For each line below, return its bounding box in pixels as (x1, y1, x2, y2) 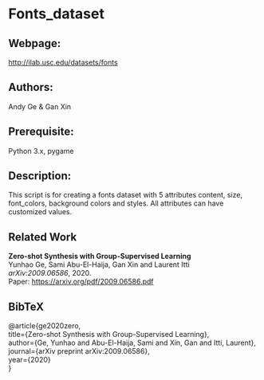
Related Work (8, 230, 77, 244)
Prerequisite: (8, 125, 74, 139)
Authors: (8, 80, 53, 94)
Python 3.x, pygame (8, 146, 74, 155)
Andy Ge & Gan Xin (8, 101, 72, 112)
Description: (8, 169, 72, 183)
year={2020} (8, 355, 51, 365)
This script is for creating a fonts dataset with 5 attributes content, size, (8, 190, 243, 200)
